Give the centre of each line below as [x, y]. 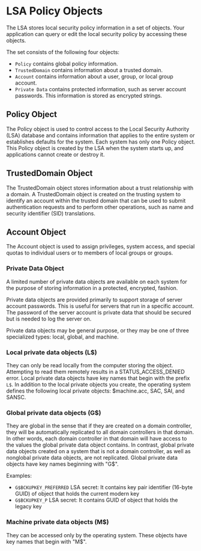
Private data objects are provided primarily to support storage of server [94, 300]
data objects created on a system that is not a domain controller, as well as [98, 451]
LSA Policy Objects [55, 11]
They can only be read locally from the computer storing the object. [90, 365]
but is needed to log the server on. [49, 319]
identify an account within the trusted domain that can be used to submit [96, 200]
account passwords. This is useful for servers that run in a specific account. [100, 306]
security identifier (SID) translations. [51, 213]
